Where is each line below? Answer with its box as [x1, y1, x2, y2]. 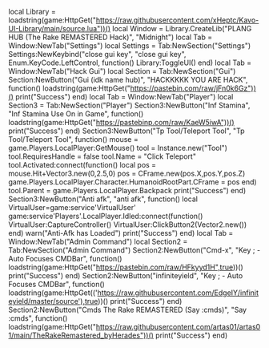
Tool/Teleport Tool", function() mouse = [8, 135, 139, 144]
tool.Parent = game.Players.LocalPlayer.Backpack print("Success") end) [8, 186, 247, 195]
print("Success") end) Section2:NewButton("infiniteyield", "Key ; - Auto [8, 271, 243, 280]
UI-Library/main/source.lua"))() [8, 24, 110, 33]
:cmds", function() [8, 314, 68, 323]
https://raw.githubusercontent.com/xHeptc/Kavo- [95, 15, 259, 25]
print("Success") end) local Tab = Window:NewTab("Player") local [15, 92, 234, 101]
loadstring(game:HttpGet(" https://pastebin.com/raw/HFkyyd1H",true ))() [8, 262, 244, 272]
